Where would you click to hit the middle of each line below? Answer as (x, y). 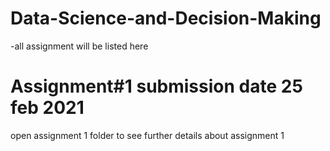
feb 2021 (47, 108)
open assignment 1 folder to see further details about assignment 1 (147, 135)
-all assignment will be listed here (79, 46)
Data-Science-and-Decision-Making (166, 18)
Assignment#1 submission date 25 (156, 86)
